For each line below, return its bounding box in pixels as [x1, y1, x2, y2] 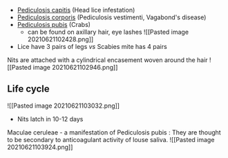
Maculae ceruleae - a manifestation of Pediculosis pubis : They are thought [7, 128, 221, 137]
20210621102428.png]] [27, 35, 94, 43]
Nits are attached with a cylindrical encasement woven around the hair [7, 56, 209, 64]
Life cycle [7, 83, 50, 95]
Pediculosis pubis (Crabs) [17, 21, 91, 28]
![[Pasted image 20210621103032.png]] [7, 101, 120, 110]
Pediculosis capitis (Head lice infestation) [17, 6, 135, 14]
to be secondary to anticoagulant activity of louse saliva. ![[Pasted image [7, 135, 215, 144]
